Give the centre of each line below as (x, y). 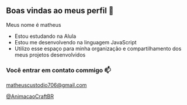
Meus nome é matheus (34, 24)
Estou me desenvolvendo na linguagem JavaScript (75, 42)
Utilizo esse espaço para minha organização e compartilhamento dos (98, 48)
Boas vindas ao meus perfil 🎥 (60, 11)
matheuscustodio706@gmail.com (46, 85)
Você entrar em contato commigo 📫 (58, 70)
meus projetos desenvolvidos (50, 55)
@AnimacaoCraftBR (30, 96)
